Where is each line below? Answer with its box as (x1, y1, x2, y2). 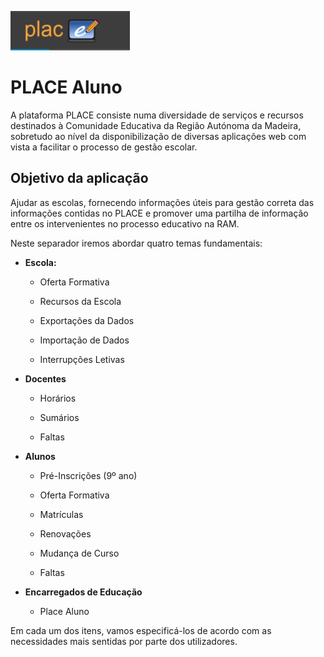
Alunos (24, 450, 56, 462)
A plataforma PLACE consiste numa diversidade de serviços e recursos (10, 109, 304, 121)
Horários (39, 392, 77, 404)
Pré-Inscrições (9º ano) (39, 469, 138, 481)
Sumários (39, 411, 80, 423)
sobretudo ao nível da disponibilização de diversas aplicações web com (10, 130, 307, 142)
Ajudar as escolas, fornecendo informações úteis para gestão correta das (10, 196, 315, 208)
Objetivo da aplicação (10, 170, 149, 187)
